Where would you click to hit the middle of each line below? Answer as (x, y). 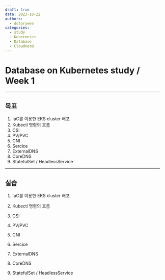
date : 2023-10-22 (23, 14)
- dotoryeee (22, 23)
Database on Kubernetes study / (72, 70)
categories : (17, 28)
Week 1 (20, 81)
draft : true (17, 10)
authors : (14, 19)
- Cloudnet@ (22, 46)
